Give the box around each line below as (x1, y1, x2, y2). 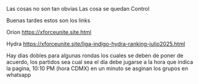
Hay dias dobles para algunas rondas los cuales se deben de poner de (6, 52, 184, 59)
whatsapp (6, 71, 32, 78)
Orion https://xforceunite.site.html (6, 28, 92, 36)
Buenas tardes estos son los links (6, 17, 90, 24)
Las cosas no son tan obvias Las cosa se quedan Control (6, 5, 150, 12)
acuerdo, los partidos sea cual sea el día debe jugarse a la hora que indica (6, 59, 194, 65)
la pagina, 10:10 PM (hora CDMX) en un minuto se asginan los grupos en (6, 65, 188, 72)
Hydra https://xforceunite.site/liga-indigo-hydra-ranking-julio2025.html (6, 40, 186, 47)
